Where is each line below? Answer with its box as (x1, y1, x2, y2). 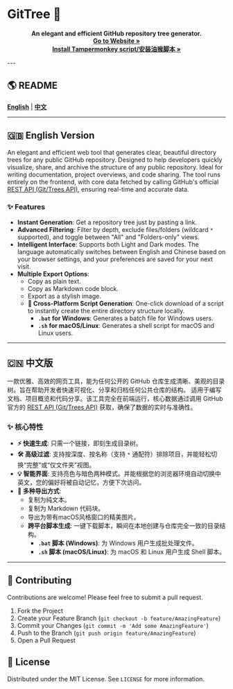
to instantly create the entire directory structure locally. (27, 306, 185, 315)
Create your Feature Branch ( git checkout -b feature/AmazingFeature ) (17, 614, 221, 622)
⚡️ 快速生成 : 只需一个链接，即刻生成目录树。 (17, 439, 142, 447)
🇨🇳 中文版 (7, 357, 53, 369)
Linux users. (37, 329, 74, 337)
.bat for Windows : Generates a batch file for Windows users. (37, 314, 214, 322)
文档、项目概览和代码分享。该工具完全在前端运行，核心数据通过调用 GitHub (7, 394, 223, 402)
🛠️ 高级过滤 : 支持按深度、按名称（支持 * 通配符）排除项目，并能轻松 (17, 449, 212, 458)
